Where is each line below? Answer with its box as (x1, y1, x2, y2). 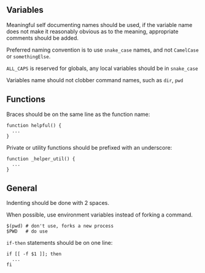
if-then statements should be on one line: (6, 239, 113, 247)
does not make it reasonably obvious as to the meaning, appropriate (6, 28, 179, 35)
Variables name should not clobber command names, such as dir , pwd (6, 76, 184, 83)
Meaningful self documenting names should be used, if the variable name (6, 21, 193, 28)
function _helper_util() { (6, 156, 75, 162)
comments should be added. (6, 34, 79, 42)
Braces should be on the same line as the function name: (6, 110, 150, 118)
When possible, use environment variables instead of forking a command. (6, 211, 193, 218)
